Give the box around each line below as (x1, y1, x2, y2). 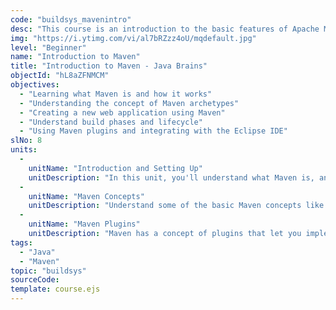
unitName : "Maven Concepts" (28, 191, 145, 201)
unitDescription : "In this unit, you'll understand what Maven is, (28, 172, 315, 183)
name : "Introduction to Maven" (10, 52, 141, 62)
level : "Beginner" (10, 42, 87, 53)
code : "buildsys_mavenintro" (10, 14, 132, 25)
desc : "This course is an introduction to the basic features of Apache (10, 24, 320, 34)
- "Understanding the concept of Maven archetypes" (19, 98, 240, 108)
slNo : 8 (10, 136, 43, 146)
